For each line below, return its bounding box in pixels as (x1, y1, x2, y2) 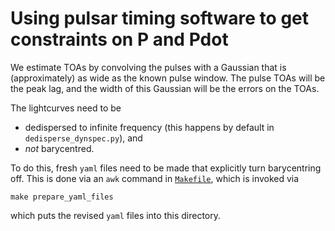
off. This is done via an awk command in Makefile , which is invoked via (10, 172, 300, 184)
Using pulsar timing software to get (10, 7, 310, 30)
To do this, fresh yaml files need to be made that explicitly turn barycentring (10, 162, 322, 174)
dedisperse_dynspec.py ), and (24, 132, 143, 144)
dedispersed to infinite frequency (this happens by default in (24, 121, 275, 133)
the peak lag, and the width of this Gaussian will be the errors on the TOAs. (10, 82, 320, 94)
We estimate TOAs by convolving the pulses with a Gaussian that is (10, 61, 287, 73)
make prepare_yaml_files (10, 192, 114, 202)
